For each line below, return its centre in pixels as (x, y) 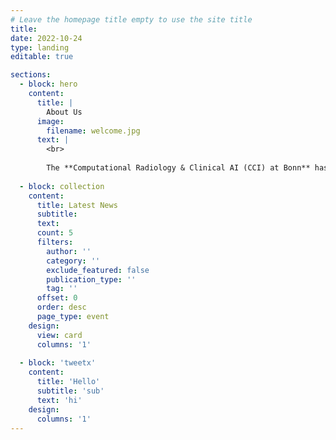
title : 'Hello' (68, 382)
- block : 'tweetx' (58, 363)
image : (50, 121)
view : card (59, 335)
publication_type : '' (91, 279)
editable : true (42, 57)
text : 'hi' (59, 400)
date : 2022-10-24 (46, 38)
